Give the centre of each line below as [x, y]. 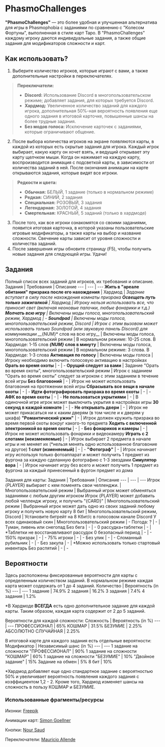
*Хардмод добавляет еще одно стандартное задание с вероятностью [79, 671]
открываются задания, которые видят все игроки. [65, 173]
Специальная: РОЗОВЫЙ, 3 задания [63, 202]
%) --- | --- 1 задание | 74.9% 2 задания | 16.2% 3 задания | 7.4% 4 [75, 591]
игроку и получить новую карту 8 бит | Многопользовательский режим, [81, 511]
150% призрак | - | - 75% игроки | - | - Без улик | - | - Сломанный [73, 537]
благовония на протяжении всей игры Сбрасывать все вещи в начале [80, 386]
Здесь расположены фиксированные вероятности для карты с [71, 575]
